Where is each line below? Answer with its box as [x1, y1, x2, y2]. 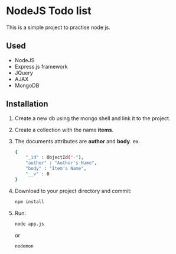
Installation [6, 99, 48, 109]
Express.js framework [14, 63, 68, 70]
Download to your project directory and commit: [14, 187, 132, 194]
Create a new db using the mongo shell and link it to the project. [14, 114, 171, 122]
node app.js [14, 221, 44, 227]
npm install [14, 198, 44, 205]
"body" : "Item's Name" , [25, 166, 87, 172]
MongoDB [14, 82, 40, 89]
